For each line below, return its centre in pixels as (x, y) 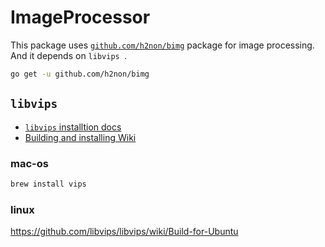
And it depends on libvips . (68, 55)
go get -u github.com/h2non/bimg (80, 74)
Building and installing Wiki (80, 137)
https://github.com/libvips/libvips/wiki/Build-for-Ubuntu (124, 232)
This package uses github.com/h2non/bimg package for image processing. (162, 45)
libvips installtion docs (73, 127)
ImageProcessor (80, 17)
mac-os (29, 163)
